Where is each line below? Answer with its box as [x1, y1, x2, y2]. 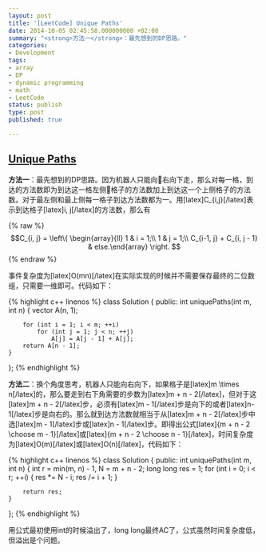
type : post [8, 109, 45, 117]
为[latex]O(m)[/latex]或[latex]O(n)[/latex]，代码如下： [8, 439, 184, 449]
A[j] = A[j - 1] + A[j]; [50, 334, 134, 342]
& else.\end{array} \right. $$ [87, 242, 181, 251]
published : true [8, 116, 62, 124]
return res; [22, 487, 62, 496]
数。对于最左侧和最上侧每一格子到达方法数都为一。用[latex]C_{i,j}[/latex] [8, 194, 247, 204]
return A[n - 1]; [22, 342, 81, 350]
